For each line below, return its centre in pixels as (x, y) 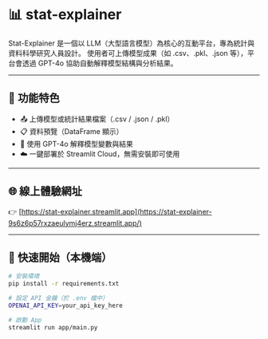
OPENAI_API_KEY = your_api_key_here (66, 305)
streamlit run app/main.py (53, 327)
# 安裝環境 (24, 276)
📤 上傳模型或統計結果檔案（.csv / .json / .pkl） (97, 119)
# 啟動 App (25, 320)
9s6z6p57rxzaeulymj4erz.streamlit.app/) (75, 223)
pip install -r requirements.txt (64, 284)
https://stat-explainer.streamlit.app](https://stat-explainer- (117, 211)
